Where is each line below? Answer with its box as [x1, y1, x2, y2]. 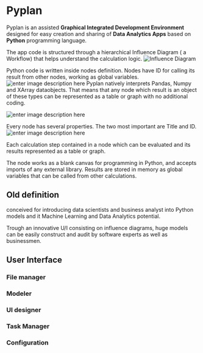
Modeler [6, 289, 32, 298]
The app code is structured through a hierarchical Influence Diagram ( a [6, 48, 187, 55]
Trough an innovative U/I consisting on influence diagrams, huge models [6, 224, 188, 231]
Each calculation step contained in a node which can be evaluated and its [6, 141, 191, 148]
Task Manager [6, 322, 50, 330]
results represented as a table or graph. [6, 147, 105, 155]
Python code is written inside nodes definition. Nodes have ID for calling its [6, 66, 195, 74]
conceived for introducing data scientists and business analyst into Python [6, 206, 194, 213]
